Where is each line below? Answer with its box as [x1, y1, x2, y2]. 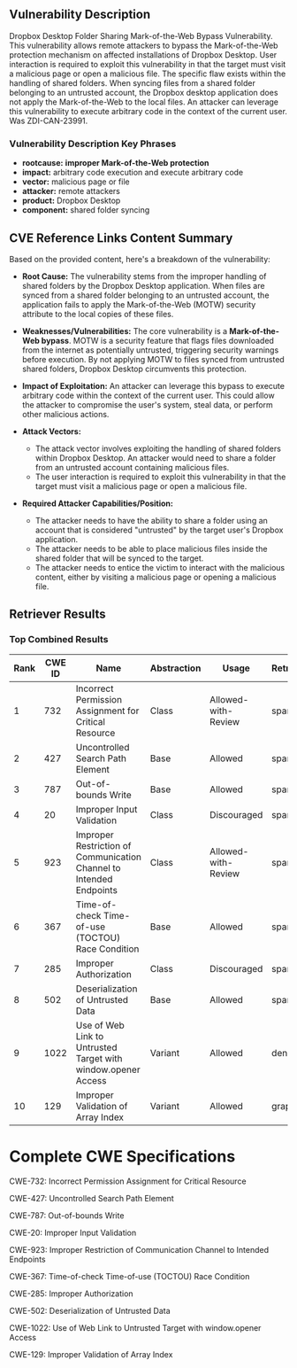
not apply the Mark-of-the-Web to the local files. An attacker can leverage [9, 97, 279, 107]
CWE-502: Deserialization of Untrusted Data [9, 1305, 171, 1316]
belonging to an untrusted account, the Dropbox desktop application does [9, 87, 278, 97]
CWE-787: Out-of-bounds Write [9, 1209, 125, 1221]
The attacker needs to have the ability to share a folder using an [34, 515, 268, 525]
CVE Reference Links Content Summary [9, 230, 233, 245]
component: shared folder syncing [21, 205, 150, 215]
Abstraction [149, 662, 202, 674]
